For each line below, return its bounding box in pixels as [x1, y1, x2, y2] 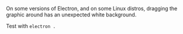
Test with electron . [6, 23, 56, 29]
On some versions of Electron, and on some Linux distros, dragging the [6, 5, 178, 12]
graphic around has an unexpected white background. [6, 11, 137, 18]
